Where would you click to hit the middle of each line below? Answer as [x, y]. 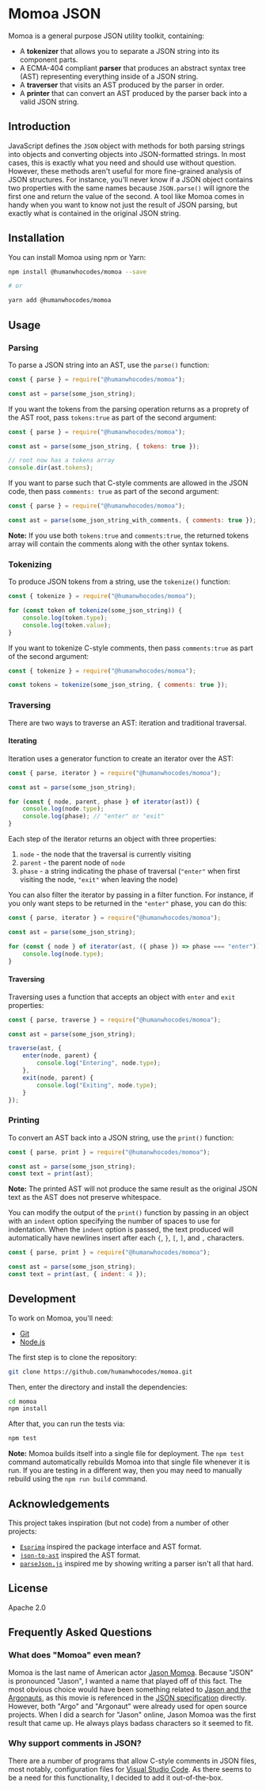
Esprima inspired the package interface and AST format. [110, 1547]
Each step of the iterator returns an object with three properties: [112, 839]
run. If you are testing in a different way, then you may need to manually [125, 1470]
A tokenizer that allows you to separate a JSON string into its [120, 51]
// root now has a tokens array [61, 461]
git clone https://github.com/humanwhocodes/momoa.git [101, 1372]
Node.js [32, 1342]
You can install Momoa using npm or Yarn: [77, 257]
